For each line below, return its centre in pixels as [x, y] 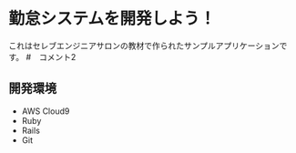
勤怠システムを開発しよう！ [112, 19]
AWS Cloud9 [46, 111]
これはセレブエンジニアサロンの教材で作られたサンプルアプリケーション [144, 46]
